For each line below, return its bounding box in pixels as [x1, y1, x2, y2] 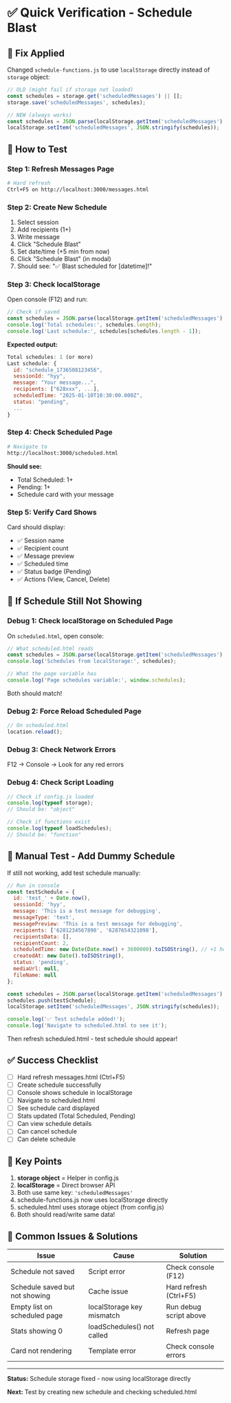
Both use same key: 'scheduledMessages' [16, 1189, 133, 1197]
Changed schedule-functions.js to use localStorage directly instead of [7, 65, 210, 74]
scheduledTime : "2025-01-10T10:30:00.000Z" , [13, 392, 143, 399]
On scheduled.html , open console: [7, 632, 104, 640]
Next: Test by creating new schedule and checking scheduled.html [7, 1388, 197, 1396]
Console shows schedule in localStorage [16, 1088, 133, 1096]
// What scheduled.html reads [7, 645, 94, 652]
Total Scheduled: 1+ [16, 475, 74, 484]
